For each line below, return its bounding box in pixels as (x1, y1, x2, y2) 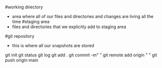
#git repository (5, 34, 35, 39)
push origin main (5, 57, 39, 63)
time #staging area (12, 19, 50, 24)
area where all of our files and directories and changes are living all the (12, 14, 154, 19)
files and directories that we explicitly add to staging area (12, 24, 127, 30)
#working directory (5, 4, 44, 10)
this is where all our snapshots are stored (12, 43, 94, 48)
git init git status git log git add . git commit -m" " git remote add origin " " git (5, 52, 157, 58)
